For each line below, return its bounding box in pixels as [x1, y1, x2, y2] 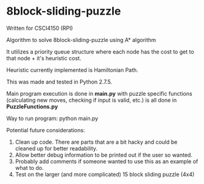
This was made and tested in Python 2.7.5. [6, 78, 113, 85]
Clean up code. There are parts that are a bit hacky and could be [15, 138, 178, 146]
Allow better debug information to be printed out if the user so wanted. [15, 151, 193, 158]
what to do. [15, 164, 44, 171]
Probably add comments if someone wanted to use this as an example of [15, 157, 199, 165]
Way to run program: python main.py [6, 115, 99, 122]
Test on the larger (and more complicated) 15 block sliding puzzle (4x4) [15, 171, 195, 178]
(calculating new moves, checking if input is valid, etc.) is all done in [6, 96, 177, 104]
